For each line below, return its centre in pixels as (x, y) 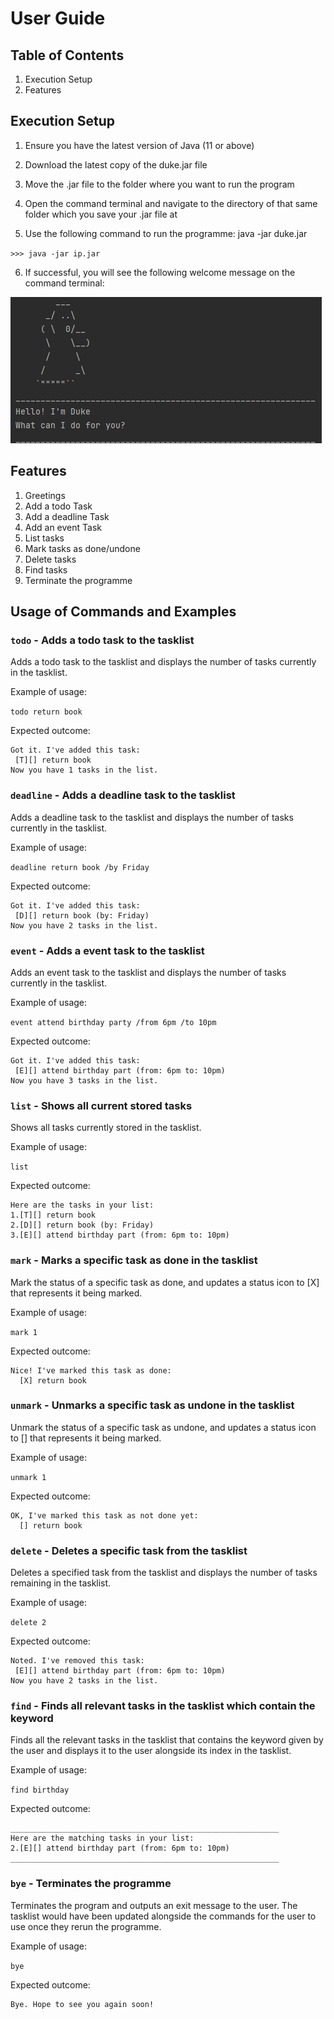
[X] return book (53, 1380)
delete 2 (28, 1623)
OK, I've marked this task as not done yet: (104, 1515)
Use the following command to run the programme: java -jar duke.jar (166, 233)
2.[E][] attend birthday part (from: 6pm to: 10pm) (120, 1848)
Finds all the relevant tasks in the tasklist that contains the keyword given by (167, 1740)
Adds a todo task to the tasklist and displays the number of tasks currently (163, 662)
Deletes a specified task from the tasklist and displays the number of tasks (164, 1573)
